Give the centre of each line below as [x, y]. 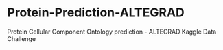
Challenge [22, 38]
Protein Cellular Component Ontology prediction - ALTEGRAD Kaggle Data [112, 32]
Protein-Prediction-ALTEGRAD [96, 13]
